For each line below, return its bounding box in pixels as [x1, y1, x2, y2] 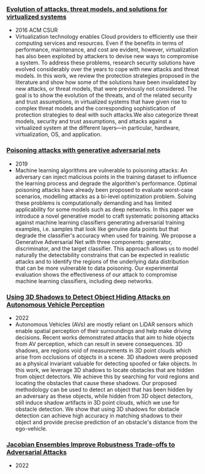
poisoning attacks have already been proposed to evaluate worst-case [15, 186, 193, 193]
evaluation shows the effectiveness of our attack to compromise [15, 270, 177, 278]
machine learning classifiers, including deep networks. [15, 277, 154, 285]
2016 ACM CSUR [15, 26, 58, 34]
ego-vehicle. [15, 425, 48, 432]
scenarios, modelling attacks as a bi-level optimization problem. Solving [15, 193, 197, 200]
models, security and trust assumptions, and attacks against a [15, 118, 172, 125]
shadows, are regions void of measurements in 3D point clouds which [15, 346, 192, 354]
